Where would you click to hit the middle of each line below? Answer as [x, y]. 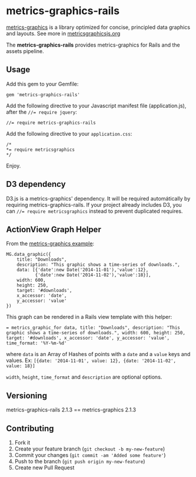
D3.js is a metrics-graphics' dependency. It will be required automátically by [98, 198]
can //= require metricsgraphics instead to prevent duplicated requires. [94, 211]
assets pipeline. [25, 51]
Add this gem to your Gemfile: [42, 84]
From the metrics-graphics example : [50, 244]
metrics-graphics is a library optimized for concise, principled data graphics [98, 27]
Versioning [26, 395]
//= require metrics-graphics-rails [51, 123]
